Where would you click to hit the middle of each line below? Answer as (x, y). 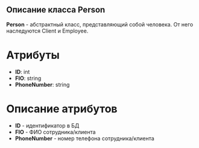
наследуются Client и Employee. (47, 31)
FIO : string (28, 78)
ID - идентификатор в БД (47, 125)
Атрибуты (33, 55)
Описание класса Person (56, 10)
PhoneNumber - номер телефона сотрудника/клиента (85, 138)
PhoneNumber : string (42, 84)
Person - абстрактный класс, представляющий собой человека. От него (100, 24)
